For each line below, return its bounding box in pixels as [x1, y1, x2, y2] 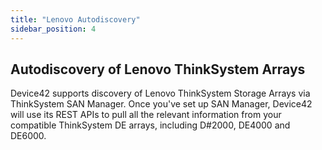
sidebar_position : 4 [10, 24, 97, 34]
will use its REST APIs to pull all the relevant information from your [10, 109, 282, 121]
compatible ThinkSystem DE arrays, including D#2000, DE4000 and [10, 119, 291, 131]
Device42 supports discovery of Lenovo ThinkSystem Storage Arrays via [10, 87, 311, 100]
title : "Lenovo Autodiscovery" [10, 14, 141, 25]
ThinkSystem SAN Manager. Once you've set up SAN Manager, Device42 [10, 98, 313, 110]
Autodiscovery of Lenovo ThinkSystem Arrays [10, 61, 306, 78]
